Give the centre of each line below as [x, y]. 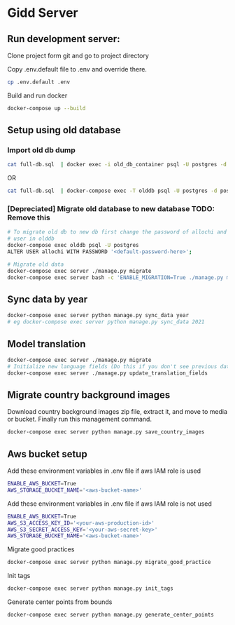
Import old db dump [41, 150]
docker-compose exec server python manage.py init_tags [90, 589]
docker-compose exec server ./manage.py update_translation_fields [108, 373]
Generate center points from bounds [60, 602]
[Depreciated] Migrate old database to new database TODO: [111, 209]
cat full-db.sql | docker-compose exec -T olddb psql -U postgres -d [112, 191]
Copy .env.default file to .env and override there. [77, 69]
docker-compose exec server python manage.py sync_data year [98, 316]
